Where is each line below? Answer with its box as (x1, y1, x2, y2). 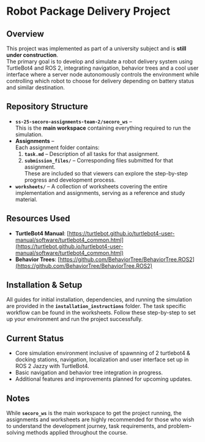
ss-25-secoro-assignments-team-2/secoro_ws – (15, 117, 133, 125)
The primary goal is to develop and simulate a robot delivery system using (6, 58, 193, 65)
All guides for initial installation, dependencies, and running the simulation (6, 296, 192, 303)
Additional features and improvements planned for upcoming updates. (15, 375, 192, 383)
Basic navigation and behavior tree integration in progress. (15, 369, 163, 377)
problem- (168, 422, 192, 430)
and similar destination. (6, 84, 65, 91)
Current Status (6, 333, 64, 344)
